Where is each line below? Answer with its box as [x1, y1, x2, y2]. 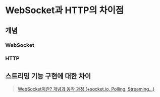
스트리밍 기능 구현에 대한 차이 [5, 71, 91, 80]
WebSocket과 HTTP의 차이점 [5, 5, 124, 16]
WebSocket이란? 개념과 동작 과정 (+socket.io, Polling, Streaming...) [17, 86, 155, 92]
